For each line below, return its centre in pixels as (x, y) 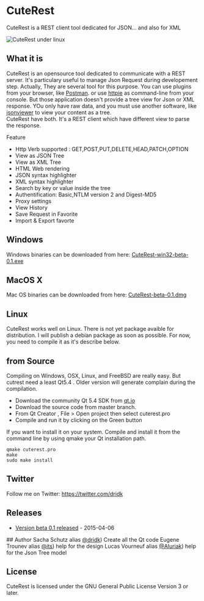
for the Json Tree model (37, 552)
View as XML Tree (38, 162)
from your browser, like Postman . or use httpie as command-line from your (100, 93)
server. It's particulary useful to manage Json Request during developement (102, 79)
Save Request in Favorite (46, 214)
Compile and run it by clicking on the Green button (78, 420)
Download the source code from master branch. (75, 407)
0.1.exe (15, 261)
